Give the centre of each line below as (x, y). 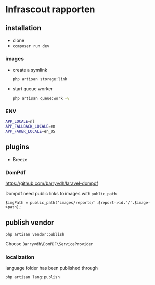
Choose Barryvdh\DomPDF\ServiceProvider (49, 244)
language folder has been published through (51, 268)
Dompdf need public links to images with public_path (61, 194)
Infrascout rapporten (50, 9)
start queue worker (32, 89)
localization (20, 257)
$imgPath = (17, 203)
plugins (17, 147)
